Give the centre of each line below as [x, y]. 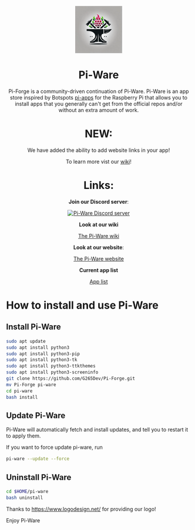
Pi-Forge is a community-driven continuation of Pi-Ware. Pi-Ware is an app [99, 91]
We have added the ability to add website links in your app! [99, 150]
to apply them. [23, 436]
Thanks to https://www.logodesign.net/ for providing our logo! [81, 509]
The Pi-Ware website [99, 259]
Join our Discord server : [99, 201]
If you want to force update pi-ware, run [54, 448]
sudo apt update [26, 341]
